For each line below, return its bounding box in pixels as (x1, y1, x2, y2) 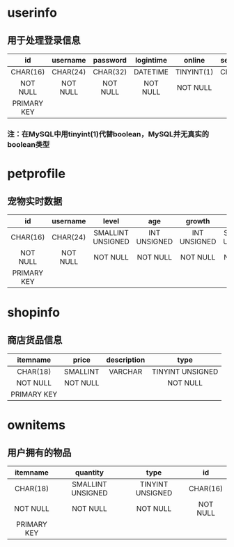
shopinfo (7, 305, 61, 321)
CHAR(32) (93, 68, 127, 77)
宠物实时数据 (7, 195, 63, 207)
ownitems (7, 418, 66, 433)
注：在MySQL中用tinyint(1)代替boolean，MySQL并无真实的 (7, 129, 210, 138)
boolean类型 (7, 139, 50, 149)
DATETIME (133, 68, 169, 77)
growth (185, 216, 210, 225)
